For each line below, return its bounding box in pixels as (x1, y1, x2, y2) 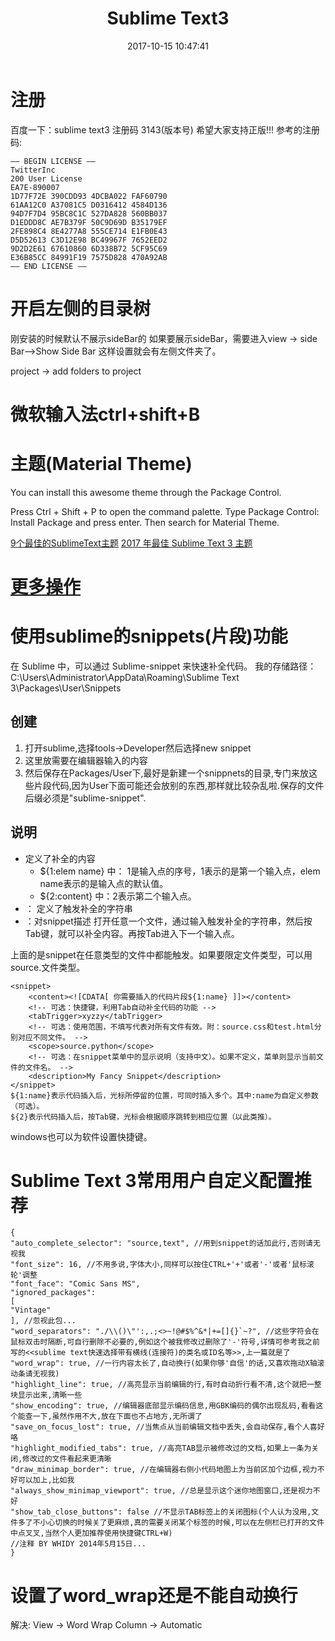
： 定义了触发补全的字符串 (24, 902, 133, 914)
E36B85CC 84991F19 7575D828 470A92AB (10, 252, 168, 262)
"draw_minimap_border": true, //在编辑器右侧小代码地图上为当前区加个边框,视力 (10, 1465, 318, 1475)
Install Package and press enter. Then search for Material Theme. (10, 516, 280, 528)
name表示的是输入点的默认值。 (39, 877, 169, 889)
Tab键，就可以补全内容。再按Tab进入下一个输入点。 (24, 927, 240, 939)
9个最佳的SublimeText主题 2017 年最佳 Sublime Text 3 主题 (10, 537, 253, 549)
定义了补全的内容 (24, 852, 96, 864)
